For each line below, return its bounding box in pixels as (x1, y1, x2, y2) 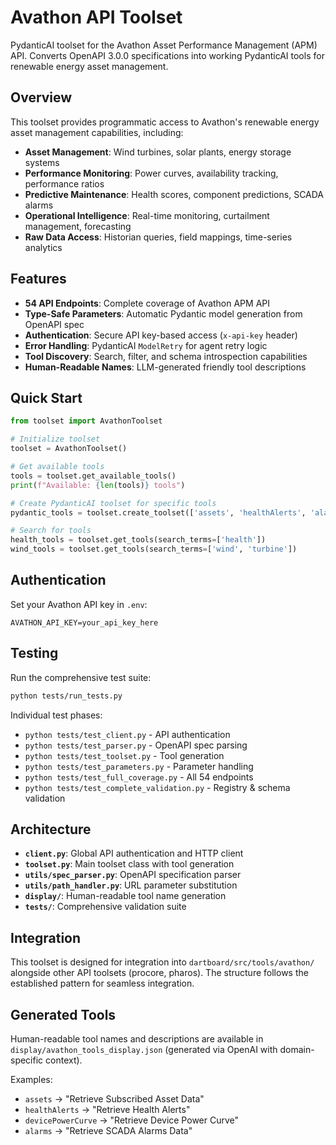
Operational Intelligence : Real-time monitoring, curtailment (24, 209, 270, 221)
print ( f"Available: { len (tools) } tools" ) (10, 480, 186, 490)
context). (45, 1054, 83, 1066)
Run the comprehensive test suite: (10, 671, 152, 683)
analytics (24, 241, 63, 253)
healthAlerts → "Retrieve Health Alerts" (24, 1103, 191, 1115)
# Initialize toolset (10, 434, 101, 445)
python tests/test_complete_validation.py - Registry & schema (24, 781, 291, 793)
